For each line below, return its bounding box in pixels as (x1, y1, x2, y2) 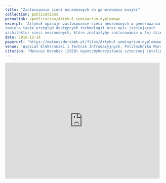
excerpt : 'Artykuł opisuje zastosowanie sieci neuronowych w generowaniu (5, 21, 161, 26)
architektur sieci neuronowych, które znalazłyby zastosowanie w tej (5, 30, 152, 35)
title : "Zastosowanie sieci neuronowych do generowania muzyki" (5, 7, 140, 12)
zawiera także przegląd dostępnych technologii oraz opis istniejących (5, 26, 156, 31)
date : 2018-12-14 (5, 35, 41, 40)
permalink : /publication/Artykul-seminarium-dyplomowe (5, 16, 121, 21)
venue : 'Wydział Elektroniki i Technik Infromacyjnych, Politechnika (5, 44, 152, 49)
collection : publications (5, 12, 58, 17)
